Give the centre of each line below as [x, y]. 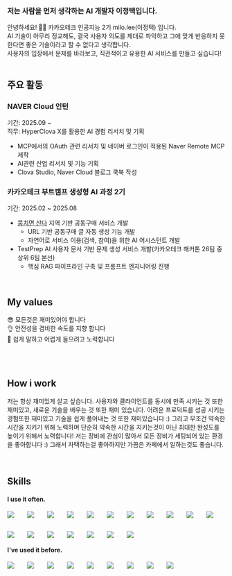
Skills [19, 481]
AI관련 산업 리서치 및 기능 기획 [58, 163]
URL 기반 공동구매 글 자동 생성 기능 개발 [81, 232]
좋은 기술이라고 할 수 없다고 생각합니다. [78, 45]
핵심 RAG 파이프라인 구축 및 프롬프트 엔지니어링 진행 [98, 266]
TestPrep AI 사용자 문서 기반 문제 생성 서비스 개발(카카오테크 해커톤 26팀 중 [120, 249]
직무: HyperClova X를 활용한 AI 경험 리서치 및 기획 [76, 131]
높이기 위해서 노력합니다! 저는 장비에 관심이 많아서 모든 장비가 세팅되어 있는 [109, 436]
